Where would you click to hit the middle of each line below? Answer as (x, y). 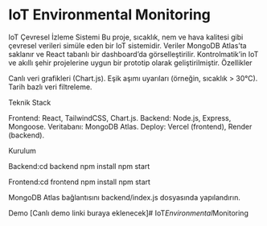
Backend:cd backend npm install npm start (79, 166)
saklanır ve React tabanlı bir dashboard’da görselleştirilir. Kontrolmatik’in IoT (133, 54)
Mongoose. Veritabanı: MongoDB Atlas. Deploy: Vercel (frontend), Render (130, 126)
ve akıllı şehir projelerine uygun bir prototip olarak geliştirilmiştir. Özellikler (130, 63)
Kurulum (22, 150)
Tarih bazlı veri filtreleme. (50, 87)
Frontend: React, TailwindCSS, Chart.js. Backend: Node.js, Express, (120, 117)
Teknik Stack (30, 102)
